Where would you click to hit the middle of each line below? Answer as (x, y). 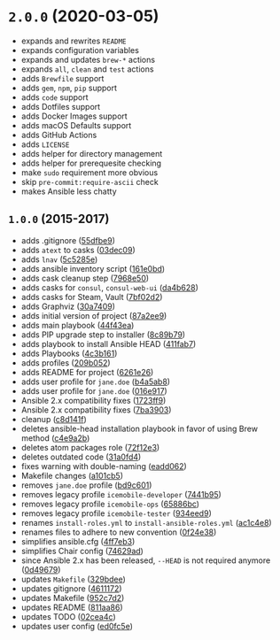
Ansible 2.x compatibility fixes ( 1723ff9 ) (93, 400)
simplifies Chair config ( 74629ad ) (82, 551)
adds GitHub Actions (59, 135)
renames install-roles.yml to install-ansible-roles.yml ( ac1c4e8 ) (146, 522)
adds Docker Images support (74, 116)
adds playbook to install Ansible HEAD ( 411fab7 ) (109, 343)
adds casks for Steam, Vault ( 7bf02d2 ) (92, 297)
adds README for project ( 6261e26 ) (87, 372)
